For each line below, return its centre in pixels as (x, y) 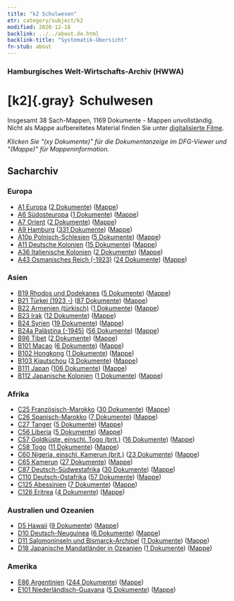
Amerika (22, 566)
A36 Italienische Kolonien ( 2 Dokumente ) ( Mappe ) (90, 252)
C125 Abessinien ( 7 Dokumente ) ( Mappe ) (77, 484)
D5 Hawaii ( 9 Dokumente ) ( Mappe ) (68, 526)
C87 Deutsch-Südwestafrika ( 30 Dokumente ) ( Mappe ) (97, 469)
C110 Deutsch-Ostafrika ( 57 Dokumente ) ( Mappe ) (90, 477)
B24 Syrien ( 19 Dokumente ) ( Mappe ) (71, 323)
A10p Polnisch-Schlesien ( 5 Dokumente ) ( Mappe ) (89, 237)
